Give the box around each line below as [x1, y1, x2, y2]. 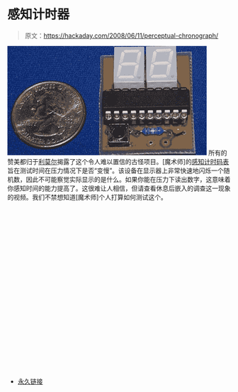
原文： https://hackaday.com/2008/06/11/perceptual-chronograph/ [24, 31, 219, 40]
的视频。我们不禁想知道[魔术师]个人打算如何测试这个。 [7, 192, 168, 201]
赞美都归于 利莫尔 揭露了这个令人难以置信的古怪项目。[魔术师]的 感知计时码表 [7, 157, 229, 165]
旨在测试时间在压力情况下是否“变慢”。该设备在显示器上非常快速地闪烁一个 [7, 166, 225, 175]
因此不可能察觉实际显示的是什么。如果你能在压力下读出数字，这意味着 [25, 175, 231, 183]
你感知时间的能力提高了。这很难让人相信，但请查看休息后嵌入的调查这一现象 [7, 184, 231, 192]
